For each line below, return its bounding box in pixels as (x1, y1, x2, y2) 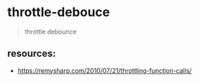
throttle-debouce (7, 4, 110, 20)
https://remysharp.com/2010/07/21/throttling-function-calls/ (17, 66, 192, 74)
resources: (7, 48, 56, 60)
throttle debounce (24, 27, 77, 36)
